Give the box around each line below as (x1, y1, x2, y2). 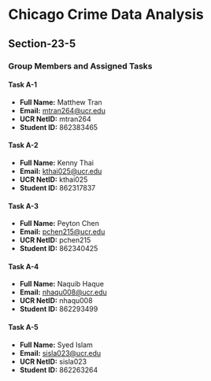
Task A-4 (8, 261, 39, 271)
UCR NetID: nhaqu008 (19, 296, 93, 305)
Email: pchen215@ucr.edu (19, 227, 105, 237)
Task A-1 (8, 80, 38, 90)
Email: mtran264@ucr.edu (19, 105, 106, 115)
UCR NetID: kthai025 (19, 175, 88, 184)
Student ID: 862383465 (19, 122, 98, 131)
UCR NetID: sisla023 (19, 357, 87, 366)
